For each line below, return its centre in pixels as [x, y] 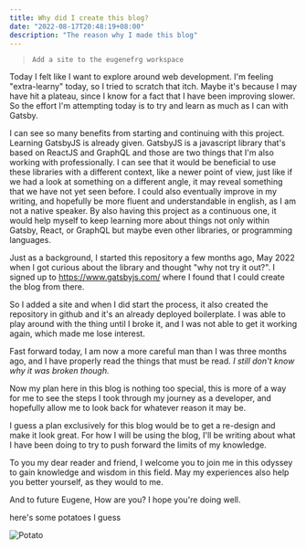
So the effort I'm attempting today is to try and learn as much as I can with [149, 106]
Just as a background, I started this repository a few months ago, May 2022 [152, 258]
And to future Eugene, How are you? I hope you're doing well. [125, 500]
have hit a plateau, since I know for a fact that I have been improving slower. [152, 96]
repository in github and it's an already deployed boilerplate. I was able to [148, 314]
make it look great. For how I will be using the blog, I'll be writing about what [153, 436]
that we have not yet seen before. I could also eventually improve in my [143, 192]
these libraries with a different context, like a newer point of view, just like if [151, 172]
